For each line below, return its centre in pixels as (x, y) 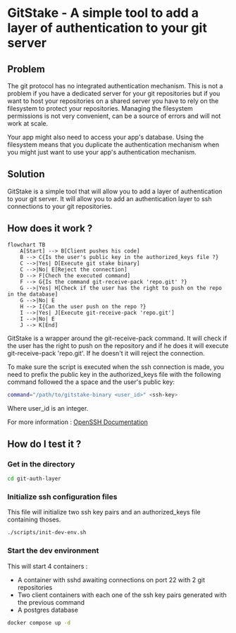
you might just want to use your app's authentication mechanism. (102, 152)
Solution (26, 174)
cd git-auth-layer (34, 479)
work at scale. (28, 123)
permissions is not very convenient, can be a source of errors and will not (114, 116)
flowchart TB (26, 245)
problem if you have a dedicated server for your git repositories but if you (114, 94)
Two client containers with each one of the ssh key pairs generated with (122, 595)
